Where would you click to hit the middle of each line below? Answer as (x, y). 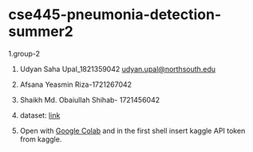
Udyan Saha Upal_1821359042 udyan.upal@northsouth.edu (118, 68)
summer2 (41, 31)
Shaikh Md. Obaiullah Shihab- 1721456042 (90, 99)
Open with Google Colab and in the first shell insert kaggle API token (132, 131)
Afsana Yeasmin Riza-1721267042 (76, 84)
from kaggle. (41, 139)
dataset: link (40, 115)
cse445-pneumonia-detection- (115, 15)
